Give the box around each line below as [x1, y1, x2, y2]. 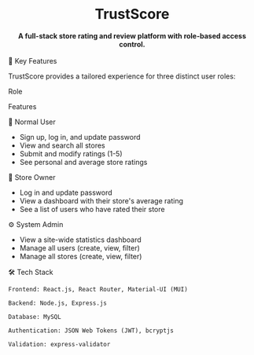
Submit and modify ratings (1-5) [19, 148, 123, 158]
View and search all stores [19, 141, 105, 150]
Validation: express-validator [8, 340, 111, 348]
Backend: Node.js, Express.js [8, 299, 108, 307]
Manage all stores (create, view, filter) [19, 251, 142, 261]
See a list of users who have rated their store [19, 204, 165, 214]
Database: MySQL [8, 313, 61, 320]
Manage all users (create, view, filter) [19, 243, 140, 252]
